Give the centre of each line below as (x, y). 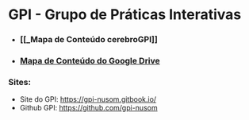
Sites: (20, 82)
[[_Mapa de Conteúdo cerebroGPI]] (89, 40)
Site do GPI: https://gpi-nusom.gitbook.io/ (88, 99)
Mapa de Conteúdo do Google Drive (90, 61)
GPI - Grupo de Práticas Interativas (125, 15)
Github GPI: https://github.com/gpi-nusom (88, 108)
